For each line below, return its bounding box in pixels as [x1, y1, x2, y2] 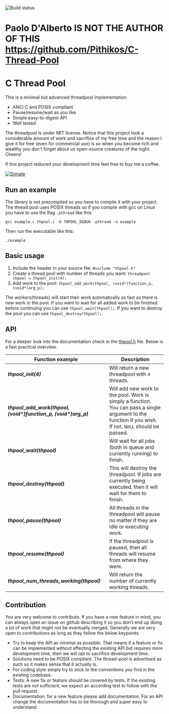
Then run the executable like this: [5, 228, 74, 234]
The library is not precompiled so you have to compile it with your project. [5, 199, 158, 205]
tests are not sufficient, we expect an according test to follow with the [12, 683, 157, 689]
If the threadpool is [109, 538, 154, 545]
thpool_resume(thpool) [8, 550, 64, 557]
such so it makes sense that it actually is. [12, 661, 98, 668]
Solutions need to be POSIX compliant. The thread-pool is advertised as [12, 656, 162, 662]
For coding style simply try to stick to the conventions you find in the [12, 667, 155, 673]
